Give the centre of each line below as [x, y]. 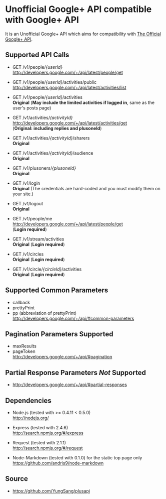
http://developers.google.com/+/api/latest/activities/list [69, 87]
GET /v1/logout [28, 203]
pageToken [24, 351]
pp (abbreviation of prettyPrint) [44, 313]
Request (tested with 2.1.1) [39, 443]
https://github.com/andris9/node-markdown [58, 463]
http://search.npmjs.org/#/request [47, 448]
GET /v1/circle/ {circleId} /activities [47, 269]
